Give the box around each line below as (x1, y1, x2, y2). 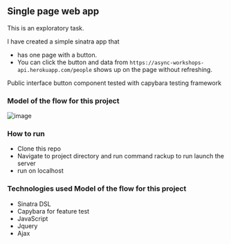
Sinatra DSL (17, 200, 51, 208)
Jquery (17, 221, 38, 230)
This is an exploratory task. (7, 24, 84, 32)
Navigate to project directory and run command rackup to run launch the (17, 152, 225, 160)
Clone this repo (17, 144, 61, 153)
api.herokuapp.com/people (17, 66, 92, 73)
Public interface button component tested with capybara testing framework (7, 79, 222, 87)
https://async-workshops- (129, 59, 205, 66)
